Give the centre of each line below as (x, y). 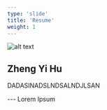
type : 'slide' (28, 14)
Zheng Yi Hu (35, 68)
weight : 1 (22, 27)
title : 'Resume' (31, 20)
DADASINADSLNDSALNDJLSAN (53, 85)
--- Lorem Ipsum (31, 99)
